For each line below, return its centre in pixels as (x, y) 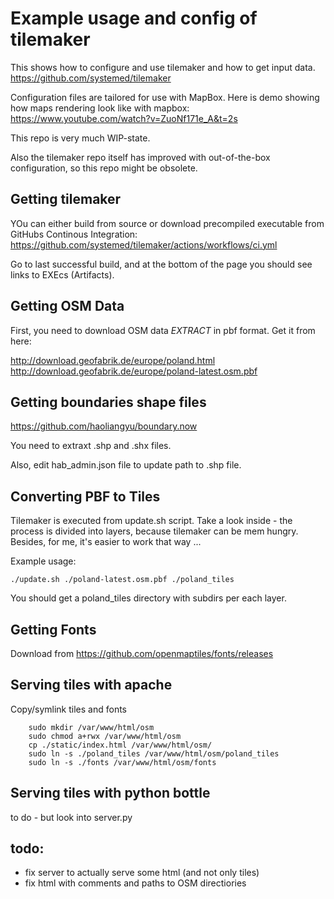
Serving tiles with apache (91, 685)
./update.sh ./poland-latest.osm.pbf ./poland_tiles (122, 580)
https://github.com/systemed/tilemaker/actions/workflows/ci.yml (144, 244)
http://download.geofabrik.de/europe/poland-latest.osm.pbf (134, 371)
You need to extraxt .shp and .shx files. (91, 446)
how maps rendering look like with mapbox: (100, 108)
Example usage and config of (134, 18)
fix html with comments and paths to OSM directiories (135, 883)
